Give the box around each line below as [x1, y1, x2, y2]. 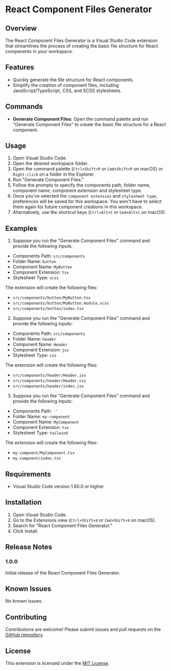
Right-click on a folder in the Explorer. [12, 171, 95, 177]
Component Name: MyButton [12, 264, 72, 270]
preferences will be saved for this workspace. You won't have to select [12, 198, 162, 205]
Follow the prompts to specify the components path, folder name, [12, 182, 151, 188]
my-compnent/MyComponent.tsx [12, 450, 75, 456]
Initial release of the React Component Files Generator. [5, 569, 120, 576]
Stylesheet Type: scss [12, 275, 59, 281]
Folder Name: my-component [12, 414, 70, 420]
